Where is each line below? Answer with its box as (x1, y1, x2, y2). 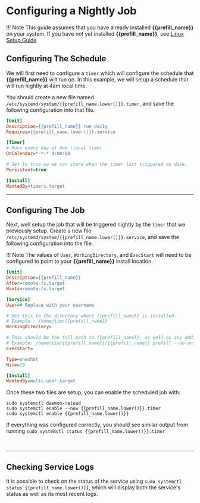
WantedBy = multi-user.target (6, 378, 76, 384)
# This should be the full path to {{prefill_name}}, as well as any (6, 335, 183, 341)
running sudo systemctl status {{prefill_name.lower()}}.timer (6, 427, 165, 435)
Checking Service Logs (6, 462, 94, 472)
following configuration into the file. (6, 240, 93, 247)
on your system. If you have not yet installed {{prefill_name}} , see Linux (6, 30, 185, 37)
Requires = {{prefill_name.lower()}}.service (6, 129, 116, 135)
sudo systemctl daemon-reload (6, 400, 82, 407)
